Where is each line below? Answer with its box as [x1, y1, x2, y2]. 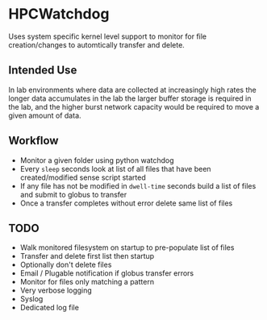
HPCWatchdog [8, 5, 110, 23]
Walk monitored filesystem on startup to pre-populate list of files [19, 243, 235, 252]
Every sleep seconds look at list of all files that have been [19, 164, 211, 173]
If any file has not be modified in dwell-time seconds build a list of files [19, 181, 257, 190]
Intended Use [8, 64, 77, 77]
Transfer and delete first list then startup [19, 251, 155, 261]
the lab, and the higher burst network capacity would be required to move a [8, 102, 260, 111]
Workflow [8, 134, 59, 148]
